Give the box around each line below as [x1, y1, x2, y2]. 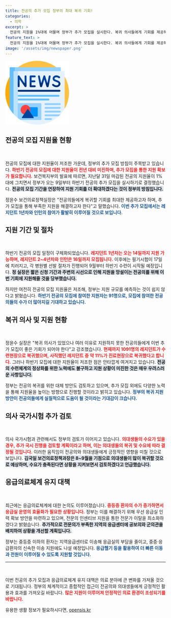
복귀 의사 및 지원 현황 [5, 315, 67, 324]
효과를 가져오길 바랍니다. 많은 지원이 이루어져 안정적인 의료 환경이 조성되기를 [14, 589, 166, 596]
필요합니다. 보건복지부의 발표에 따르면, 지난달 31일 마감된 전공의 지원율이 [10, 173, 155, 179]
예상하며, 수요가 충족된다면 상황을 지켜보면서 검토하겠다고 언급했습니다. [10, 461, 151, 468]
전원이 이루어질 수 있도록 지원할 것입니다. [10, 551, 92, 557]
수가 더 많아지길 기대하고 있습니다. [18, 299, 87, 305]
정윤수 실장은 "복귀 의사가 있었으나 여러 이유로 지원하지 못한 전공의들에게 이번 [5, 340, 159, 346]
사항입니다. [10, 372, 33, 378]
